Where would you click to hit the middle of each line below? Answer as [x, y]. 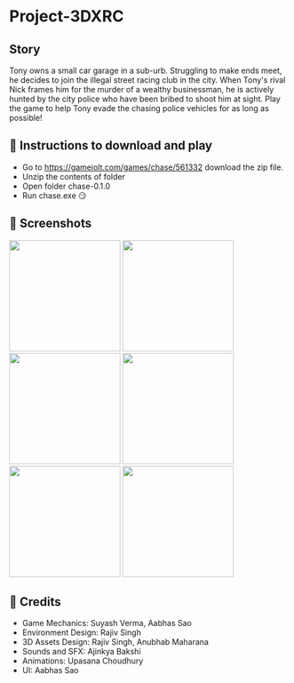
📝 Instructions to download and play [111, 145]
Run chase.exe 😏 [54, 195]
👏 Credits [36, 602]
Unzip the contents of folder [74, 176]
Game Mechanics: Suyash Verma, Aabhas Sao [107, 623]
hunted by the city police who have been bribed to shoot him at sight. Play [145, 99]
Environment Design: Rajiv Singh [82, 632]
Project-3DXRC [67, 16]
